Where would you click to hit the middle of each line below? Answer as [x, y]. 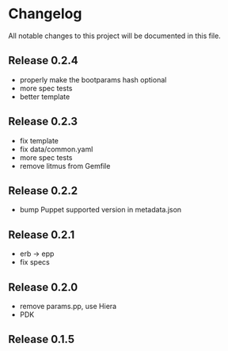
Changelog [45, 14]
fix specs [34, 262]
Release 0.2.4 [43, 61]
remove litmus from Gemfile [65, 166]
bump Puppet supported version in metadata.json [101, 210]
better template [45, 97]
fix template [39, 140]
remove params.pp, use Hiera [68, 306]
